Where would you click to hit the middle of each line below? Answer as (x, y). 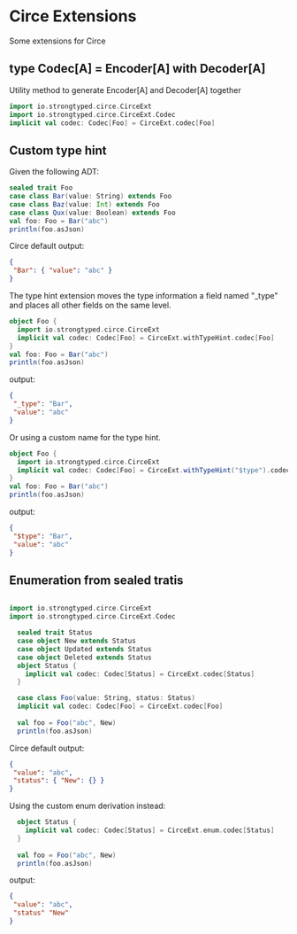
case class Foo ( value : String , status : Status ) (107, 698)
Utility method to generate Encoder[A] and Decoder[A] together (125, 90)
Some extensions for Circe (57, 41)
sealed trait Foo (41, 188)
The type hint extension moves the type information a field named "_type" (144, 296)
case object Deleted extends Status (84, 658)
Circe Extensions (73, 16)
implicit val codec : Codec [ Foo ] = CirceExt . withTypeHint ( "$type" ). (144, 470)
